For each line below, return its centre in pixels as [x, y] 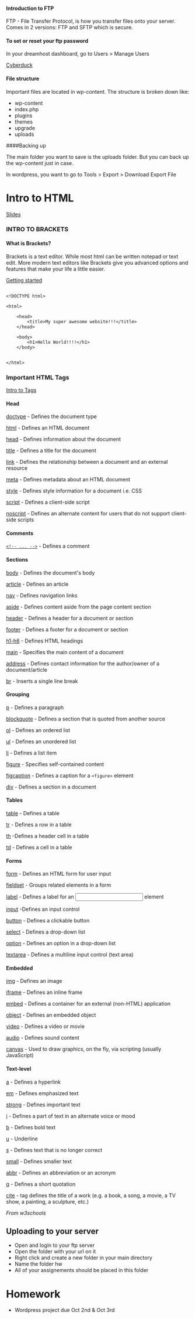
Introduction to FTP [30, 8]
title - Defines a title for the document [51, 450]
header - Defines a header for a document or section [69, 618]
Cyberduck [20, 65]
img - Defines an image [34, 981]
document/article [27, 669]
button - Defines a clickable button [48, 921]
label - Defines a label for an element [85, 897]
